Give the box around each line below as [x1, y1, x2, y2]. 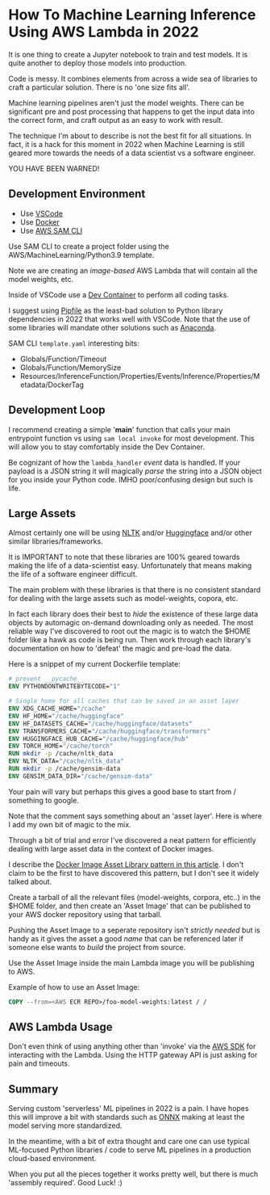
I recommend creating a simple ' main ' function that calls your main [8, 424, 231, 434]
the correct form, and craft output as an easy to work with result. [8, 115, 223, 124]
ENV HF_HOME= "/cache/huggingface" [8, 712, 125, 720]
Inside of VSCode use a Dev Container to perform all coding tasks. [8, 289, 230, 300]
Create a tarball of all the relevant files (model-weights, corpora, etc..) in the [8, 892, 261, 902]
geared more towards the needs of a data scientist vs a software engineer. [8, 148, 255, 158]
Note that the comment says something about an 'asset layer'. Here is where [8, 810, 262, 821]
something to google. [8, 795, 79, 805]
